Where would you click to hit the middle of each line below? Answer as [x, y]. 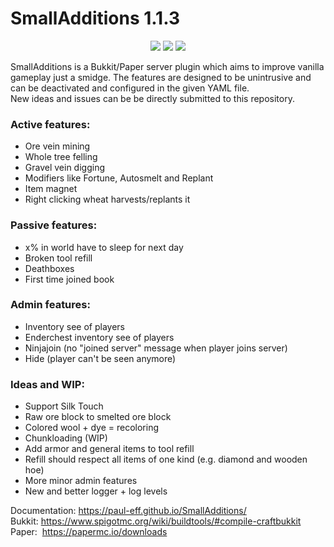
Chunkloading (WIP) [66, 438]
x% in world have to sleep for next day [104, 247]
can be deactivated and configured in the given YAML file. [130, 88]
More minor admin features [81, 481]
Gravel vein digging [64, 168]
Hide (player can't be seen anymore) [100, 358]
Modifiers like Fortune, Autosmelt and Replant [119, 178]
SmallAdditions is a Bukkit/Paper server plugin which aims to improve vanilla [167, 66]
